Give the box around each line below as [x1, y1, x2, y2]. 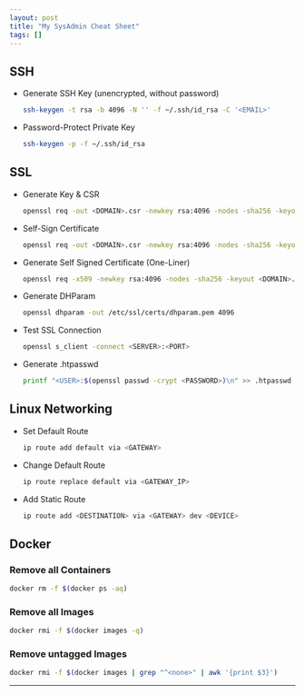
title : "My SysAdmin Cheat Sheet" [9, 22, 141, 31]
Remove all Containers [9, 563, 112, 576]
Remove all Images [9, 605, 94, 618]
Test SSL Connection [22, 324, 102, 336]
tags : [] [9, 30, 43, 39]
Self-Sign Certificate [22, 223, 100, 233]
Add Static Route [22, 493, 86, 504]
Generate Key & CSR [22, 188, 100, 200]
